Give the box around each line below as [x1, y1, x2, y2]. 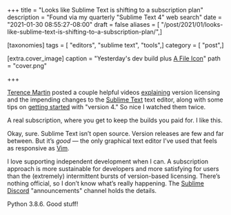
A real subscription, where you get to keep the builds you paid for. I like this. [7, 116, 223, 124]
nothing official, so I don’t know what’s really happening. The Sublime [7, 179, 205, 188]
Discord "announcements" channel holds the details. [7, 187, 157, 194]
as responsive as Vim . [7, 144, 70, 152]
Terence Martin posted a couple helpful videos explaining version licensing [7, 89, 221, 96]
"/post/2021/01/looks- [161, 21, 223, 28]
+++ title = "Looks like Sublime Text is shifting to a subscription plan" [7, 6, 203, 14]
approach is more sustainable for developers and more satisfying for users [7, 165, 219, 172]
